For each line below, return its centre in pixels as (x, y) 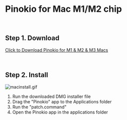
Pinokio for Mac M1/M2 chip (63, 9)
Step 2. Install (27, 75)
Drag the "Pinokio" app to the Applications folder (62, 101)
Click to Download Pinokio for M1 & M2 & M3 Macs (57, 50)
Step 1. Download (32, 38)
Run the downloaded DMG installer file (51, 96)
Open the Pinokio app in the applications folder (60, 112)
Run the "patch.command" (39, 107)
